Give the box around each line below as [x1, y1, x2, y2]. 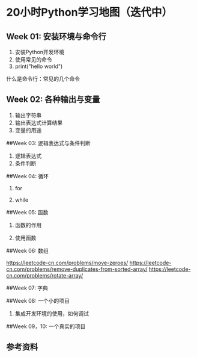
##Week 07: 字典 [6, 284, 48, 291]
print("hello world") [14, 63, 63, 70]
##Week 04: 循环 [6, 172, 49, 179]
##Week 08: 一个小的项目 [6, 297, 70, 304]
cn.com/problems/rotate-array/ [6, 272, 83, 279]
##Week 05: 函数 [6, 208, 49, 216]
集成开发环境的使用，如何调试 [14, 309, 89, 317]
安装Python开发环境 [14, 49, 65, 55]
